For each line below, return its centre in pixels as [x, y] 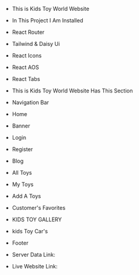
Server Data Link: [34, 254]
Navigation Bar [31, 102]
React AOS [25, 67]
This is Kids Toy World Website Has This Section [72, 91]
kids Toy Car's [30, 231]
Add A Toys [26, 196]
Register [22, 149]
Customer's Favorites [39, 208]
